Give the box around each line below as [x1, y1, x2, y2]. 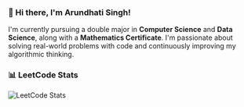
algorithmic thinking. [8, 50, 75, 59]
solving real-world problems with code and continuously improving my [8, 41, 237, 51]
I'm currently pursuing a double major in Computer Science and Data [8, 25, 233, 34]
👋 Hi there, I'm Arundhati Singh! [8, 7, 131, 18]
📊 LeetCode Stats [8, 70, 78, 80]
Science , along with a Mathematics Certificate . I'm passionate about [8, 33, 233, 42]
